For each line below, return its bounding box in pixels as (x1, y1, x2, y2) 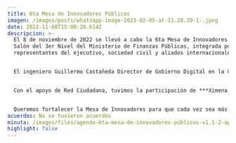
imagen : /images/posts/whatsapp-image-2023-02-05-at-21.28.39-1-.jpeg (7, 17, 218, 24)
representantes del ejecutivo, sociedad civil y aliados (13, 50, 184, 57)
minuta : (7, 118, 30, 126)
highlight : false (7, 125, 58, 132)
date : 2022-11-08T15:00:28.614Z (7, 23, 102, 30)
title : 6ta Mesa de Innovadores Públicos (7, 10, 131, 18)
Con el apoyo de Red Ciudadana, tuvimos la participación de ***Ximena (13, 87, 228, 94)
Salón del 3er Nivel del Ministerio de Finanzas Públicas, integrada (13, 43, 221, 50)
